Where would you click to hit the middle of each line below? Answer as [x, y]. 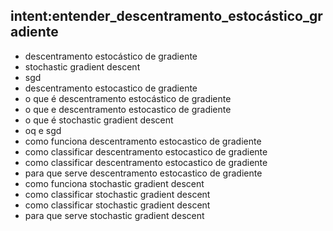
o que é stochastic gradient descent [99, 120]
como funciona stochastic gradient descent [114, 183]
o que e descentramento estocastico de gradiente [128, 109]
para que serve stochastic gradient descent [114, 215]
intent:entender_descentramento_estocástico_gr [166, 16]
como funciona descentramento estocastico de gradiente [143, 141]
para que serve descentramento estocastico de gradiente [143, 173]
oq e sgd [43, 130]
